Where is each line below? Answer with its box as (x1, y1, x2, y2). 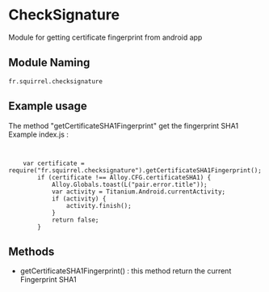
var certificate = (23, 159, 85, 167)
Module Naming (8, 56, 90, 70)
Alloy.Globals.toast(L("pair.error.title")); (51, 180, 208, 188)
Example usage (8, 99, 87, 113)
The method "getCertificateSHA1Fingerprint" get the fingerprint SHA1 (8, 121, 239, 130)
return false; (51, 216, 99, 224)
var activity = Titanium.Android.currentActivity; (51, 188, 226, 196)
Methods (8, 244, 55, 258)
